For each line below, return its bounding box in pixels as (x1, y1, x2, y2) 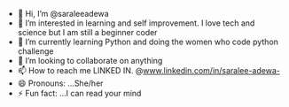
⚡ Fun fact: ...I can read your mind (17, 88, 142, 98)
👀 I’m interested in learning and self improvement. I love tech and (17, 18, 255, 28)
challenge (17, 46, 54, 57)
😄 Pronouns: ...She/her (17, 78, 104, 88)
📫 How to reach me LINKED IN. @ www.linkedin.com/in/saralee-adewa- (17, 65, 281, 75)
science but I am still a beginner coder (17, 27, 158, 37)
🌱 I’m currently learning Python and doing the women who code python (17, 36, 279, 47)
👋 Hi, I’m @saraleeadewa (17, 9, 109, 19)
